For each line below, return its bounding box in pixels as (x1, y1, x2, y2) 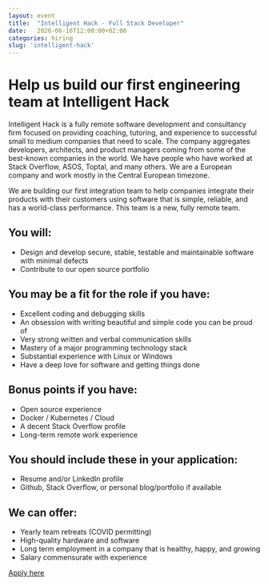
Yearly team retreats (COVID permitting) (19, 527, 152, 537)
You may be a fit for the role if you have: (8, 287, 210, 301)
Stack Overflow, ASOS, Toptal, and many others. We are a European (8, 162, 233, 172)
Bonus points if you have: (8, 383, 138, 397)
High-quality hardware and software (19, 535, 140, 545)
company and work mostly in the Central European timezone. (8, 170, 210, 180)
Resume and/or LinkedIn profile (19, 474, 124, 484)
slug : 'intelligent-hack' (8, 42, 94, 50)
